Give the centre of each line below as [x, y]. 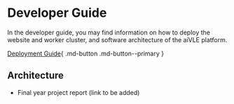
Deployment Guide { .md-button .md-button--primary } [86, 53]
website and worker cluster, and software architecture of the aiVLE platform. [117, 39]
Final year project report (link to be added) [78, 92]
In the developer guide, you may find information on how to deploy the [109, 32]
